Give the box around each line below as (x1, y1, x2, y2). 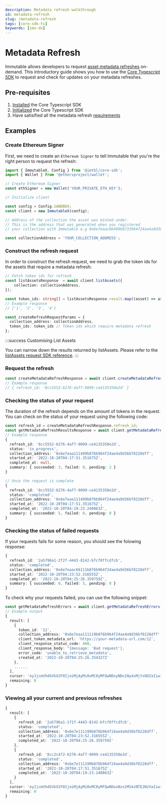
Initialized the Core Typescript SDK (12, 107, 84, 113)
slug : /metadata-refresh (5, 16, 56, 21)
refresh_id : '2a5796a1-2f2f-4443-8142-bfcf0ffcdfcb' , (9, 558, 123, 563)
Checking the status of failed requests (5, 527, 99, 534)
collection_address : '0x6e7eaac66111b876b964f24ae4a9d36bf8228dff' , (9, 567, 154, 572)
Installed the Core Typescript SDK (12, 101, 82, 107)
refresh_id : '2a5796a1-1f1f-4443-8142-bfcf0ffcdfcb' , (18, 720, 132, 724)
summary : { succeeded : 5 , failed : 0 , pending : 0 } (9, 511, 116, 516)
